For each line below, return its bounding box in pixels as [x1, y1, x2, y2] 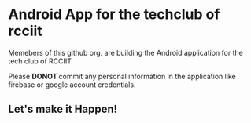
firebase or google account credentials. [8, 80, 136, 89]
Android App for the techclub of [8, 5, 220, 24]
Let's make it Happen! [8, 103, 118, 116]
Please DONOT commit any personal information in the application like [8, 71, 236, 81]
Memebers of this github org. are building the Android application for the [8, 48, 244, 57]
